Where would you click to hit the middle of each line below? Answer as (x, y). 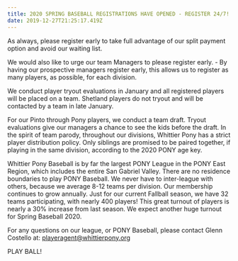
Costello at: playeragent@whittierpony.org (69, 238)
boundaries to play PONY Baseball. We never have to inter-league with (110, 179)
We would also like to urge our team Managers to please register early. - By (118, 62)
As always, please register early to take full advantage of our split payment (117, 40)
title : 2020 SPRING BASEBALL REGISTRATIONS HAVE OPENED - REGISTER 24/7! (119, 14)
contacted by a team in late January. (61, 106)
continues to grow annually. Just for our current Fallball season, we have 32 (118, 194)
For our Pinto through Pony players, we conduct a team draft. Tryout (107, 120)
